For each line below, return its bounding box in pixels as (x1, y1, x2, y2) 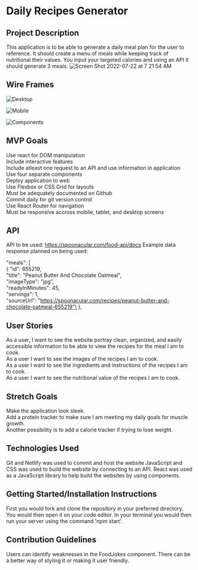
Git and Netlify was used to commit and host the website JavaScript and (6, 459, 183, 466)
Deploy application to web (6, 177, 70, 184)
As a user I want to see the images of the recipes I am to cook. (6, 355, 159, 363)
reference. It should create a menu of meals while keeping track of (6, 50, 169, 57)
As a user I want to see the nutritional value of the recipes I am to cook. (6, 374, 180, 382)
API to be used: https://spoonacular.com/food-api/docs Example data (6, 241, 176, 248)
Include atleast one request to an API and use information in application (6, 164, 181, 171)
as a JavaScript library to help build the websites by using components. (6, 471, 181, 479)
